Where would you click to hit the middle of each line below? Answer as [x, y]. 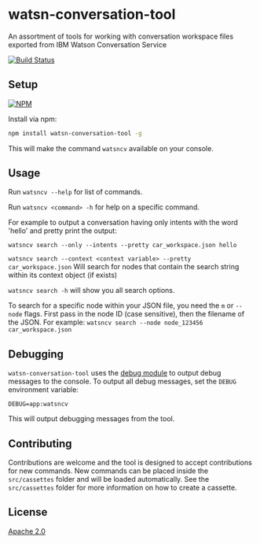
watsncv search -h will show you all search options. [92, 291]
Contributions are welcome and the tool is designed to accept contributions [130, 463]
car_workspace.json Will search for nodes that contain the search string [124, 267]
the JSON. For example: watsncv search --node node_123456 [106, 322]
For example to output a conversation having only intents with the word [123, 223]
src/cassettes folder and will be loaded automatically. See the [109, 479]
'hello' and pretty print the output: [63, 231]
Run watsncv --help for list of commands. [75, 192]
